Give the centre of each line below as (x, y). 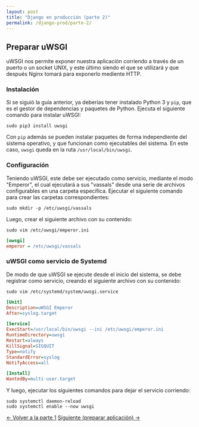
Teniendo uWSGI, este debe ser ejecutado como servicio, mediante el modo (100, 178)
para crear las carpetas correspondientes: (58, 197)
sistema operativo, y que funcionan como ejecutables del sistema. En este (97, 143)
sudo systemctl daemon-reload (44, 401)
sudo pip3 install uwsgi (37, 126)
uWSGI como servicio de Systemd (57, 261)
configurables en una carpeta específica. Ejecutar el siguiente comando (94, 191)
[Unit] (14, 302)
